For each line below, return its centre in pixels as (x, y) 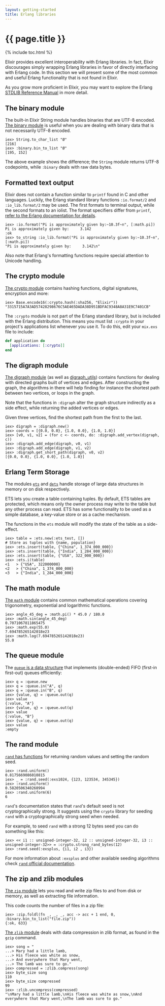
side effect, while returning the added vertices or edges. (62, 408)
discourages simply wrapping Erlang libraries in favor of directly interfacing (82, 67)
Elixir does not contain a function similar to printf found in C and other (77, 195)
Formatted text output (39, 183)
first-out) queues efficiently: (34, 673)
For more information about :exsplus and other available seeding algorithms (82, 858)
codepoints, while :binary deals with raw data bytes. (59, 167)
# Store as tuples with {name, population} (50, 543)
